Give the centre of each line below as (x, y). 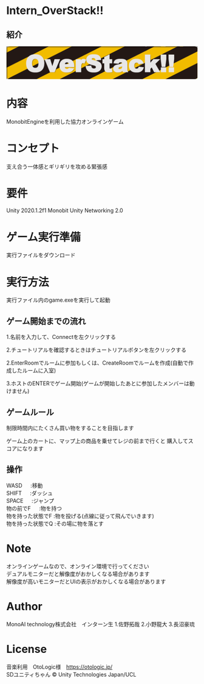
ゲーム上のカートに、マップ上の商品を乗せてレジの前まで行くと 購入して (97, 441)
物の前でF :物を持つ (34, 508)
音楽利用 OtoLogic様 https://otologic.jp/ (59, 667)
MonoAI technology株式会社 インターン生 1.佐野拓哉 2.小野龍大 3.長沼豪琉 (101, 624)
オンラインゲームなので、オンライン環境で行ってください (78, 566)
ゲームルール (30, 412)
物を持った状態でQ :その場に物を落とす (55, 523)
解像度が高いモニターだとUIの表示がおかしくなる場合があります (86, 581)
